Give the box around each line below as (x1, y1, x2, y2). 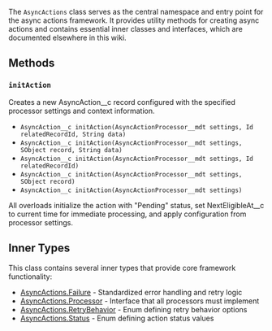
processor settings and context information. (8, 106, 155, 115)
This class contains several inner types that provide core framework (8, 263, 236, 272)
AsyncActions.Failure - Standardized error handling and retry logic (19, 287, 243, 297)
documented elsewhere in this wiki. (8, 33, 127, 42)
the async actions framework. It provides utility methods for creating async (8, 15, 260, 25)
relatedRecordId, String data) (19, 130, 127, 138)
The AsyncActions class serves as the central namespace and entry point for (8, 7, 264, 16)
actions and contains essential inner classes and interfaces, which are (8, 24, 244, 33)
